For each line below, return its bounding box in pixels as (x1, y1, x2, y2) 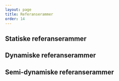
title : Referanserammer (5, 12, 54, 17)
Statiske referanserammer (5, 34, 87, 43)
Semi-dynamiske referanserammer (5, 68, 114, 76)
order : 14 (5, 16, 25, 21)
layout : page (5, 7, 32, 12)
